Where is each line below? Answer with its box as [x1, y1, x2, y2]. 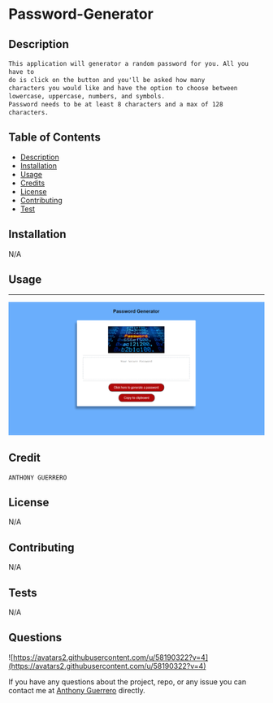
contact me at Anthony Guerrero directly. [8, 685, 145, 695]
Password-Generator [8, 5, 154, 24]
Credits [19, 178, 45, 188]
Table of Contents [8, 131, 102, 145]
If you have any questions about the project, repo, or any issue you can [8, 676, 246, 687]
